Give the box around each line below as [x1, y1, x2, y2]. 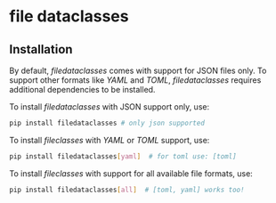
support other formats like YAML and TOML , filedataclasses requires [9, 75, 262, 85]
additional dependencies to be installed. [9, 85, 156, 94]
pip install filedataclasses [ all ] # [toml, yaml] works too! [9, 185, 245, 194]
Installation [9, 42, 73, 57]
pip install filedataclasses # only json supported [9, 118, 205, 127]
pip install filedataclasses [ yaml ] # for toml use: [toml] [9, 151, 238, 161]
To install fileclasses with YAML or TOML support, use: [9, 134, 210, 145]
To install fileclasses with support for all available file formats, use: [9, 167, 254, 179]
